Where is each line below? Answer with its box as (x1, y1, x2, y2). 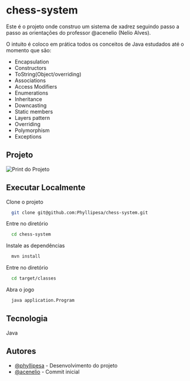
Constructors (14, 64, 47, 71)
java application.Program (11, 298, 75, 304)
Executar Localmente (6, 183, 86, 193)
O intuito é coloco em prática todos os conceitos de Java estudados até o (6, 41, 184, 48)
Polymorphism (14, 127, 50, 134)
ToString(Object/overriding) (14, 70, 82, 77)
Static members (14, 108, 53, 115)
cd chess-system (11, 231, 51, 238)
